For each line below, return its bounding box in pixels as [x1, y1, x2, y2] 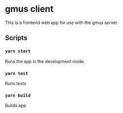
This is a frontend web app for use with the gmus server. [5, 20, 119, 25]
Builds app [5, 103, 27, 109]
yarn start [5, 48, 31, 54]
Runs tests [5, 80, 26, 86]
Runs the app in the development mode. [5, 58, 85, 64]
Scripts [5, 34, 28, 42]
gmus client [5, 3, 54, 15]
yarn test [5, 70, 28, 76]
